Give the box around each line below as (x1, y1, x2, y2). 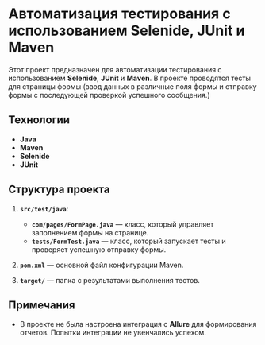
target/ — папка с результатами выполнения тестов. (19, 275, 201, 285)
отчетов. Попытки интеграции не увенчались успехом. (19, 328, 206, 338)
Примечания (8, 298, 75, 312)
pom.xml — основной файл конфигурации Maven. (19, 260, 184, 269)
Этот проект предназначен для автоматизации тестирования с (8, 64, 222, 74)
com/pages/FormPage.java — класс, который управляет (31, 219, 214, 229)
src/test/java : (19, 204, 69, 213)
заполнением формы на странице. (31, 227, 149, 237)
